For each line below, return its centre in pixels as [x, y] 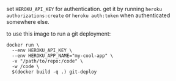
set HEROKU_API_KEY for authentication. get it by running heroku [84, 9]
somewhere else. [28, 22]
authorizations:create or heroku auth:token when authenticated [88, 15]
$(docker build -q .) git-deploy [54, 72]
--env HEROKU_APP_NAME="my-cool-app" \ [63, 56]
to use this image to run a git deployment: [59, 34]
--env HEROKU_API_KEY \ [42, 50]
